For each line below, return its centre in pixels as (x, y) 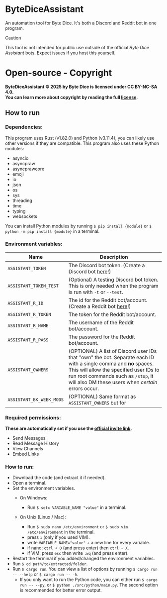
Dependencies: (24, 127)
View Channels (28, 449)
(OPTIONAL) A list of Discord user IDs (113, 351)
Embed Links (26, 454)
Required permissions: (33, 417)
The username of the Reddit (101, 322)
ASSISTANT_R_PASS (28, 340)
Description (114, 257)
